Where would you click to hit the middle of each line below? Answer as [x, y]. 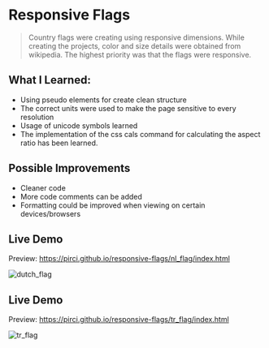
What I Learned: [50, 80]
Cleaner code [43, 187]
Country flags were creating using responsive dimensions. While [137, 37]
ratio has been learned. [59, 143]
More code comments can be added [81, 196]
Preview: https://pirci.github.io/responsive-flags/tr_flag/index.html [119, 320]
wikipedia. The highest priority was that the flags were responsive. [140, 54]
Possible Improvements [69, 168]
